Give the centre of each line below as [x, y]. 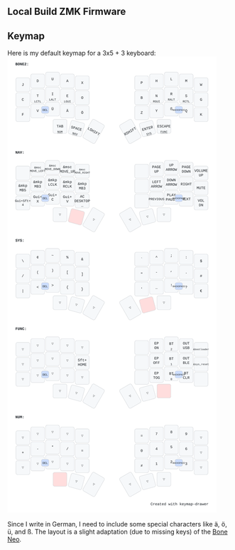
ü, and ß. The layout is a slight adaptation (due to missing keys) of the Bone [118, 532]
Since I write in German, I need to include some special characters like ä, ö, [117, 524]
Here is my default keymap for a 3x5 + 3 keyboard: [82, 53]
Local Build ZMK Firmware [67, 12]
